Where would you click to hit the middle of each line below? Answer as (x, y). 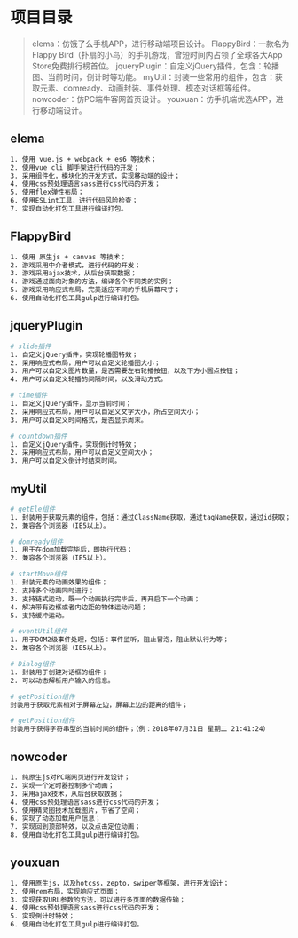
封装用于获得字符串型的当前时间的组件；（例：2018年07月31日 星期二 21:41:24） (140, 729)
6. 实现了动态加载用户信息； (56, 819)
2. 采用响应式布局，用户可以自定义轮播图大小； (86, 363)
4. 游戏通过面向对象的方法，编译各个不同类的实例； (92, 282)
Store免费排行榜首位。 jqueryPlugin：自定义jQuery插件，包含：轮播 (156, 66)
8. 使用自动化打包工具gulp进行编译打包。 (77, 835)
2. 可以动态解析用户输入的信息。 (62, 680)
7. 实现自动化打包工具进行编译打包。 (69, 209)
